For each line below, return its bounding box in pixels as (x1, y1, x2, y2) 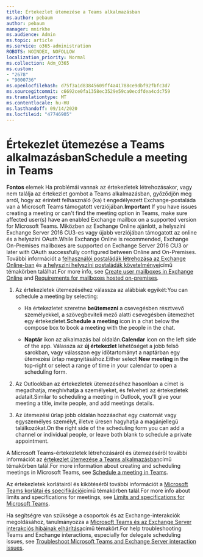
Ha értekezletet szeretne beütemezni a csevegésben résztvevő (24, 305, 185, 312)
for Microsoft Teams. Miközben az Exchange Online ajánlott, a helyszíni (6, 222, 186, 230)
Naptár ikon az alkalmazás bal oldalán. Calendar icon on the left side (24, 336, 196, 343)
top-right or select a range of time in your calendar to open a (24, 362, 177, 370)
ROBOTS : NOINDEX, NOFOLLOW (6, 49, 75, 55)
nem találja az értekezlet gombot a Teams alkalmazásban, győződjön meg (6, 190, 192, 197)
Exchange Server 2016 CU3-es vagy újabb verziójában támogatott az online (6, 229, 197, 236)
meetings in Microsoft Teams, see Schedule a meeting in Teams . (6, 468, 169, 476)
